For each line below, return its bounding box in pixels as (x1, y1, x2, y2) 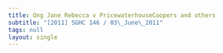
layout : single (8, 33, 58, 41)
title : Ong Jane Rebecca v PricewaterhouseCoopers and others (8, 11, 216, 19)
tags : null (8, 26, 44, 34)
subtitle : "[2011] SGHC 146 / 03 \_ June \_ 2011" (8, 19, 163, 26)
